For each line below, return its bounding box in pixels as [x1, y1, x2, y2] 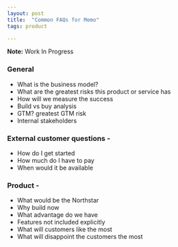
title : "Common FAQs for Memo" [7, 16, 99, 23]
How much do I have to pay [16, 156, 94, 164]
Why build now [16, 203, 60, 212]
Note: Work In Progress [7, 47, 74, 55]
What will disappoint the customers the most [16, 233, 143, 241]
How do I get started [16, 148, 75, 157]
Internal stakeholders [16, 116, 77, 125]
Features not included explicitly [16, 218, 105, 226]
